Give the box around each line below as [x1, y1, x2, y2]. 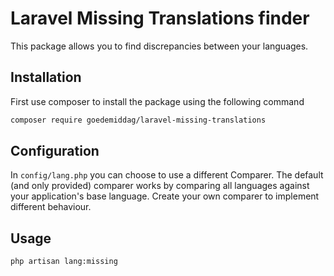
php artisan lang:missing [10, 257, 118, 267]
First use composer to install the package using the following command [10, 95, 305, 107]
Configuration [10, 143, 100, 160]
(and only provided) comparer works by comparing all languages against [10, 180, 310, 192]
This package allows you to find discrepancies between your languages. [10, 40, 309, 52]
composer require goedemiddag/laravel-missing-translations [10, 115, 267, 125]
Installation [10, 69, 82, 86]
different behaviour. [10, 201, 92, 213]
